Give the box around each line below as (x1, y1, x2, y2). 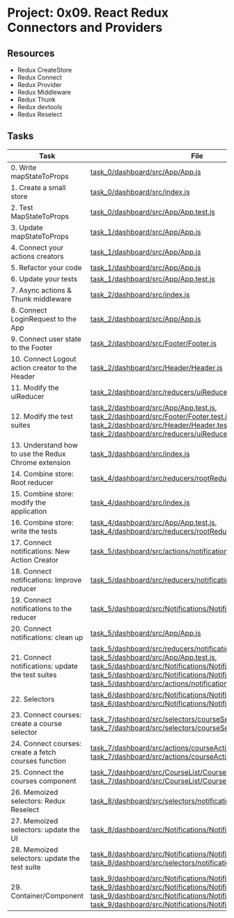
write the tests (10, 526, 58, 536)
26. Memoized (10, 787, 58, 797)
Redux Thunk (17, 95, 56, 104)
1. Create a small (10, 182, 66, 192)
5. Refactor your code (10, 262, 82, 272)
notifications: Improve (10, 575, 82, 585)
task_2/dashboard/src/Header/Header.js (90, 363, 223, 372)
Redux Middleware (17, 88, 72, 96)
